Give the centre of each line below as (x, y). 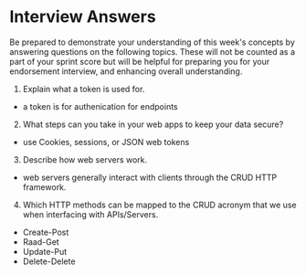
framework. (44, 187)
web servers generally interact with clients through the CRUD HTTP (150, 177)
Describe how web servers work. (85, 159)
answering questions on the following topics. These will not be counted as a (152, 51)
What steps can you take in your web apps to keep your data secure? (153, 124)
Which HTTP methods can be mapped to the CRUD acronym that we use (159, 205)
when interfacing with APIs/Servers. (90, 214)
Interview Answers (83, 17)
